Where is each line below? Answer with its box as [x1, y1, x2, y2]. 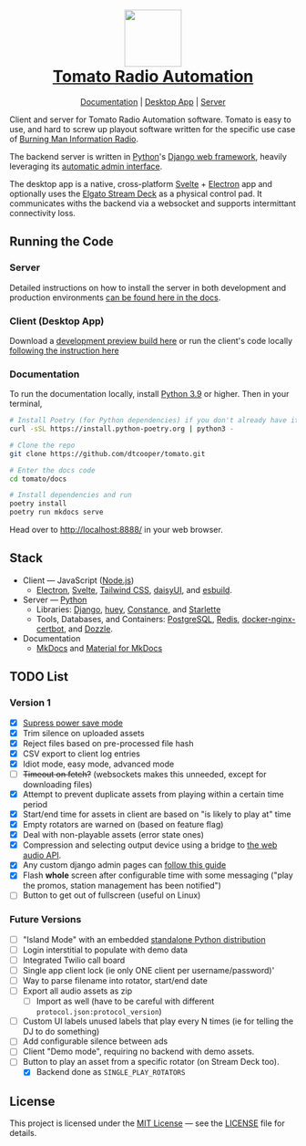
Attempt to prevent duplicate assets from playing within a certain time [22, 788, 284, 799]
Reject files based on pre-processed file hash [22, 737, 194, 748]
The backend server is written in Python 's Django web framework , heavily [9, 151, 287, 161]
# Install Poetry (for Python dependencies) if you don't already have [9, 416, 287, 425]
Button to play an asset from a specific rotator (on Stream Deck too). [22, 1057, 280, 1068]
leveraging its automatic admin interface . [9, 161, 163, 172]
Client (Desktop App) [9, 315, 105, 328]
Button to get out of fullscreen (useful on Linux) [22, 890, 201, 901]
